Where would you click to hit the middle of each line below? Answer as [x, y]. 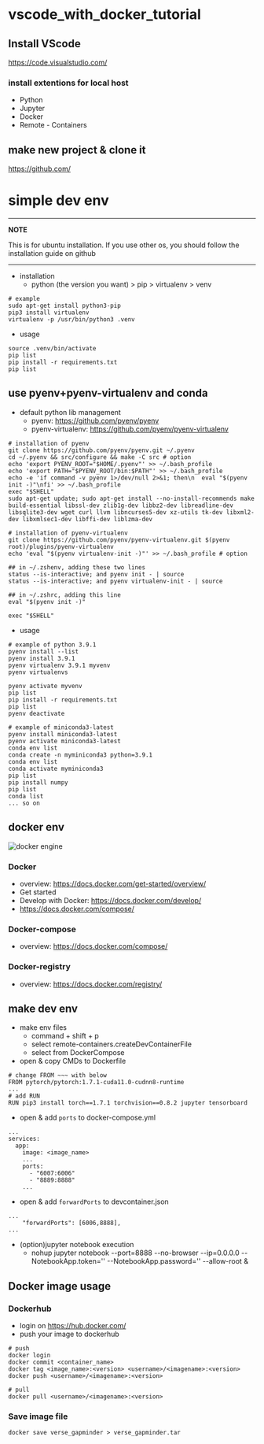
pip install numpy [38, 782]
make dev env [43, 1008]
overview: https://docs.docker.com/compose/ [93, 946]
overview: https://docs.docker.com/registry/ [91, 984]
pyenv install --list [44, 651]
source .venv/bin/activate [52, 349]
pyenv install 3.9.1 [42, 658]
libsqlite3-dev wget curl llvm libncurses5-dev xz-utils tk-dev [115, 512]
